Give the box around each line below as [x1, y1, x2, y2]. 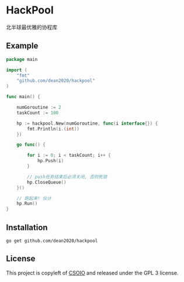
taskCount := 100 [16, 109, 59, 116]
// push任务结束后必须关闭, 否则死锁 [27, 174, 107, 180]
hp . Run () [16, 201, 38, 207]
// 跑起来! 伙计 [16, 195, 51, 201]
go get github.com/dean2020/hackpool [6, 238, 98, 243]
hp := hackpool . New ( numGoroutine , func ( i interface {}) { [16, 121, 158, 126]
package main [6, 56, 38, 62]
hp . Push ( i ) [37, 158, 64, 164]
